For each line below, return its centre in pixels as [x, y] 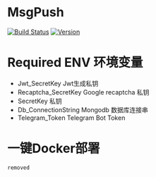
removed [19, 167]
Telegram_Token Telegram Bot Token [71, 118]
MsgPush [36, 12]
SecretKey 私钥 [40, 101]
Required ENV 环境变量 [75, 62]
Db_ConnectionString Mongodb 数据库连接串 [83, 109]
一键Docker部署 [54, 148]
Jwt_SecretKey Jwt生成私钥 [58, 83]
